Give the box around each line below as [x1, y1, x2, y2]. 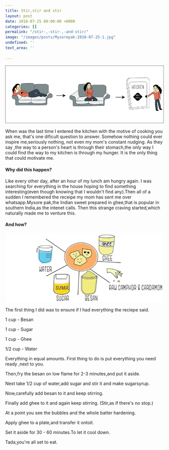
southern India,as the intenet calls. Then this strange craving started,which [5, 205, 160, 211]
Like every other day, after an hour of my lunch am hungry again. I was [5, 178, 152, 184]
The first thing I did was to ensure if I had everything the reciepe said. [5, 306, 149, 312]
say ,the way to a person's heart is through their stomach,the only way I [5, 144, 154, 151]
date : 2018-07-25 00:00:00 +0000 [5, 19, 75, 24]
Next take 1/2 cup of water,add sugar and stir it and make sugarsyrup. [5, 380, 150, 387]
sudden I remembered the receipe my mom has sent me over [5, 194, 132, 200]
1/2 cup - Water [5, 346, 38, 352]
